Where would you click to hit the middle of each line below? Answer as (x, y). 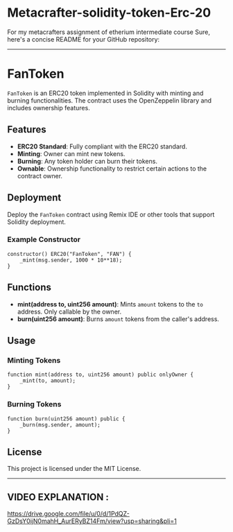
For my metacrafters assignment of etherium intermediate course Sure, (109, 32)
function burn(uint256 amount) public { (67, 419)
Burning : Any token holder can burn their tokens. (87, 161)
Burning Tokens (34, 404)
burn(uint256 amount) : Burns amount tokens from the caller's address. (118, 319)
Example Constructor (44, 239)
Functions (29, 288)
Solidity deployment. (36, 222)
